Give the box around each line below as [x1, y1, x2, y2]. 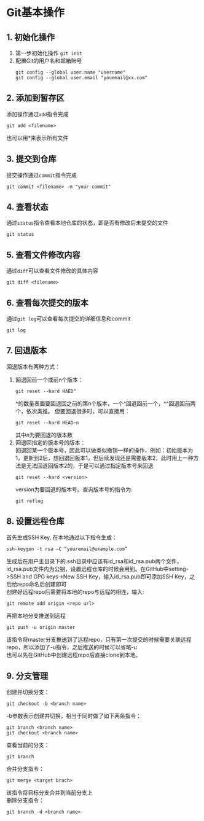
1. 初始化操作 [6, 32, 55, 42]
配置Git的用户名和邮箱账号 [15, 57, 82, 64]
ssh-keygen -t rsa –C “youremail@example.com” [6, 546, 128, 552]
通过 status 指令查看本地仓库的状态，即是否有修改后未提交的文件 [6, 219, 168, 227]
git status [6, 232, 34, 238]
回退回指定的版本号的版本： [15, 438, 86, 446]
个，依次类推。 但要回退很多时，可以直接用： [15, 407, 130, 414]
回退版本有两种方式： [6, 363, 60, 370]
